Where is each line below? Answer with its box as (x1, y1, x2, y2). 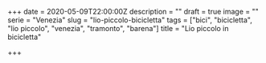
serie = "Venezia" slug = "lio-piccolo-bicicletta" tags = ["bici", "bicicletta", (7, 15, 252, 25)
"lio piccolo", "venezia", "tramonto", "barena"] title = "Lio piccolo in (7, 24, 230, 33)
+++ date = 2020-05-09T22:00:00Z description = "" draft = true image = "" (7, 7, 259, 16)
